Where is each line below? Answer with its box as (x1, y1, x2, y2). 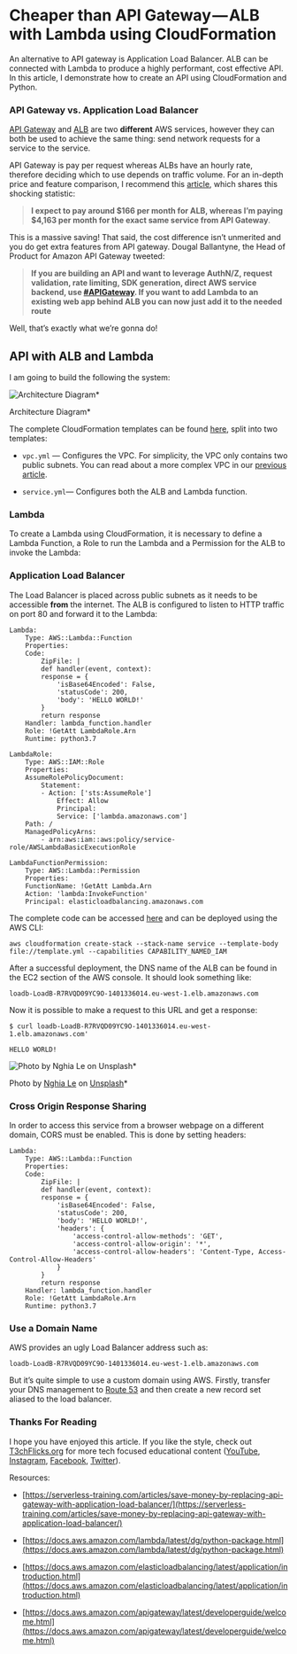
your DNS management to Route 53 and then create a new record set (9, 1385, 262, 1395)
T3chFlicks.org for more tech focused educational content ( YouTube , (9, 1446, 261, 1456)
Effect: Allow (56, 796, 109, 805)
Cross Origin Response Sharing (9, 1100, 148, 1112)
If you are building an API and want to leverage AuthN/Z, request (30, 268, 273, 279)
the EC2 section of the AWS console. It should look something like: (9, 971, 252, 982)
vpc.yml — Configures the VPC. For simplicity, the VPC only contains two (21, 450, 288, 461)
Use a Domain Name (9, 1322, 98, 1334)
